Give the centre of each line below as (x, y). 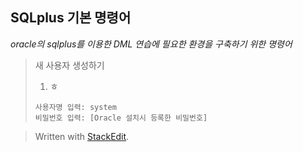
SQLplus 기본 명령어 (71, 18)
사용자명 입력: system (75, 107)
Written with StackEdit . (82, 136)
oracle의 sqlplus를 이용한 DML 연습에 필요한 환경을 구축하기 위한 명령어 (151, 44)
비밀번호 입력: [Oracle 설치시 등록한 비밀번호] (121, 118)
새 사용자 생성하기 (69, 65)
